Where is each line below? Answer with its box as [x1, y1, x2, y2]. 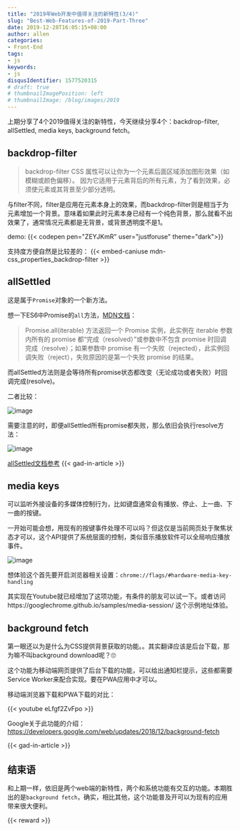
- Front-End [7, 44, 43, 51]
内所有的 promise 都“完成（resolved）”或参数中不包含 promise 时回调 [24, 335, 227, 343]
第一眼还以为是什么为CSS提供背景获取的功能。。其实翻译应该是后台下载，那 [7, 642, 230, 650]
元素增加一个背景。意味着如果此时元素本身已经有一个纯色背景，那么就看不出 [7, 208, 233, 218]
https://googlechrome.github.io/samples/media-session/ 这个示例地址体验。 [7, 601, 232, 610]
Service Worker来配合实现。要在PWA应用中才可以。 [7, 675, 161, 684]
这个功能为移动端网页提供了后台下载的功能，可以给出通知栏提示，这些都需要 [7, 666, 233, 675]
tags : [7, 51, 24, 58]
